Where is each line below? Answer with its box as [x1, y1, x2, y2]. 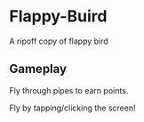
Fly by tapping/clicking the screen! [9, 102, 136, 113]
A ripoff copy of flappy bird [9, 36, 108, 46]
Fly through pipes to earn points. [9, 85, 129, 95]
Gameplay [9, 61, 68, 77]
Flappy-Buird [9, 6, 108, 27]
